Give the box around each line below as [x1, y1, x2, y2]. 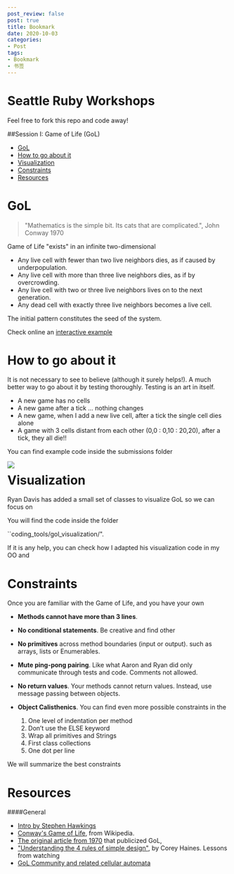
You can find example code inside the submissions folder [7, 448, 174, 456]
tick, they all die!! [17, 433, 67, 443]
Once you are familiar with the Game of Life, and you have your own [7, 599, 204, 608]
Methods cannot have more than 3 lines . [17, 613, 138, 621]
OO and [7, 551, 30, 559]
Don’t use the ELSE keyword [27, 724, 110, 733]
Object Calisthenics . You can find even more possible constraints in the [17, 703, 227, 712]
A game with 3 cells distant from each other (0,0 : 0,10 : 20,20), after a [17, 426, 221, 435]
